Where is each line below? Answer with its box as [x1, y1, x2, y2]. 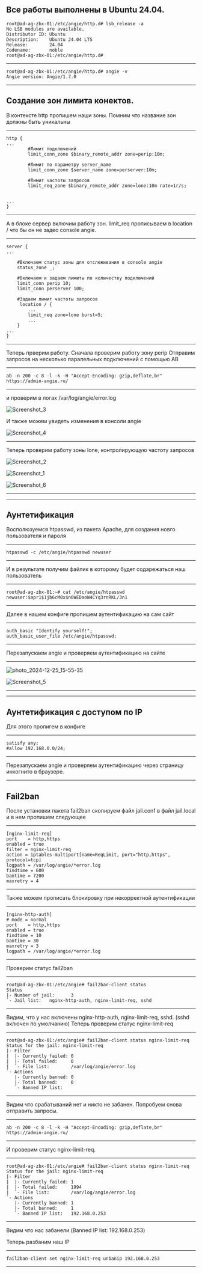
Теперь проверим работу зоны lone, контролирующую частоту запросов [6, 446, 194, 453]
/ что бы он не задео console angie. [6, 226, 97, 233]
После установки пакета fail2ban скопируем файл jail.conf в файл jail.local [6, 807, 196, 814]
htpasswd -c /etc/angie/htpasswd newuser [6, 549, 112, 555]
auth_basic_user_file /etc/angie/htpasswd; [6, 633, 117, 640]
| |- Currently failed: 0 [6, 1053, 74, 1060]
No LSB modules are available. [6, 26, 85, 32]
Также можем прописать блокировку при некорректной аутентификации [6, 894, 195, 902]
